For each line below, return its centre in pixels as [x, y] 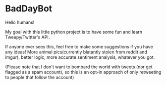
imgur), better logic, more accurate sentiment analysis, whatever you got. [80, 57]
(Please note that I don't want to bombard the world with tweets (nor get [79, 67]
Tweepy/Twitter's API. [28, 37]
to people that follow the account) [40, 77]
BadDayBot [29, 9]
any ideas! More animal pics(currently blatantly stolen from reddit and [76, 52]
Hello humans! [20, 22]
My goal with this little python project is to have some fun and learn [74, 32]
